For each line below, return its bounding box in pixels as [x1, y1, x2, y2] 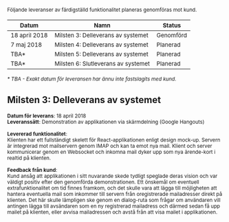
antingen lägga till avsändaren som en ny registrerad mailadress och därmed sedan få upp [7, 203, 220, 210]
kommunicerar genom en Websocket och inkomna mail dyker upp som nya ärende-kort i [7, 148, 216, 155]
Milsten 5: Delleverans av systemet [54, 50, 149, 58]
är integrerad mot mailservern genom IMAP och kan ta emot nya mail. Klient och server [7, 142, 212, 149]
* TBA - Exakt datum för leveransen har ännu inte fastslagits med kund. [7, 76, 177, 82]
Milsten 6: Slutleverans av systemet [54, 60, 150, 67]
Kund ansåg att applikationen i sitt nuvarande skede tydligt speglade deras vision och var [7, 173, 218, 179]
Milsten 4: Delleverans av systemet [54, 41, 149, 48]
